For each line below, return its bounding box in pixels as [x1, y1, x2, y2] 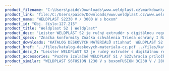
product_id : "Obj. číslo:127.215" [5, 21, 78, 26]
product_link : [5, 12, 35, 17]
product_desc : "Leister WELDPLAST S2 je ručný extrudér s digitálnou [5, 30, 154, 35]
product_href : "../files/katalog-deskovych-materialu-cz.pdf [5, 44, 136, 49]
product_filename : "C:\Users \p [5, 7, 71, 12]
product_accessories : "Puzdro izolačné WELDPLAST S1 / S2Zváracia [5, 53, 147, 59]
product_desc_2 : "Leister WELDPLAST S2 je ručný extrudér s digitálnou [5, 49, 158, 54]
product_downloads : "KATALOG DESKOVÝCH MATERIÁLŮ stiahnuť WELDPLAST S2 [5, 40, 163, 45]
